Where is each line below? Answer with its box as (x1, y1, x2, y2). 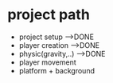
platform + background (18, 65, 95, 75)
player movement (18, 57, 76, 67)
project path (7, 6, 91, 24)
